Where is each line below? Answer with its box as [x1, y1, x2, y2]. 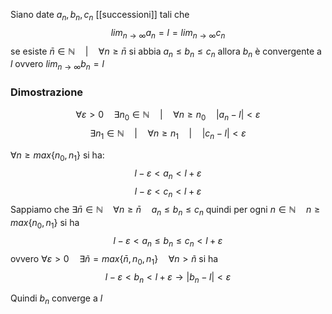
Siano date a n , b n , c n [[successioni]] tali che [10, 9, 190, 23]
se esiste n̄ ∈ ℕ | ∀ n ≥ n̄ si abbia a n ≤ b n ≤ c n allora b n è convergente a [10, 45, 322, 59]
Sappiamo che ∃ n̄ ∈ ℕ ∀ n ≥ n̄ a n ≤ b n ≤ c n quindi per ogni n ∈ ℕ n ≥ [10, 204, 321, 218]
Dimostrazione [10, 85, 84, 99]
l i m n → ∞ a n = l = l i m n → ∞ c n [110, 26, 226, 41]
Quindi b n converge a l [10, 292, 103, 307]
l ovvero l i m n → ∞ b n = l [10, 58, 105, 73]
